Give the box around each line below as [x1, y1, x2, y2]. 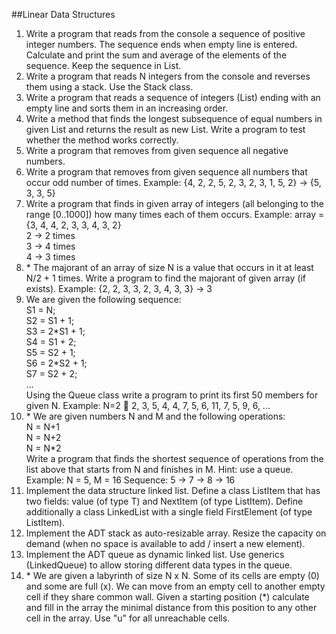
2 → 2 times [25, 230, 76, 241]
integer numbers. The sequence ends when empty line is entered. [25, 39, 298, 50]
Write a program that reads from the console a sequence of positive [25, 28, 306, 39]
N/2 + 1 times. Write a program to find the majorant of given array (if [25, 272, 306, 284]
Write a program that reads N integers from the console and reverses [25, 70, 311, 82]
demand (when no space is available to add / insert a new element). [25, 538, 306, 549]
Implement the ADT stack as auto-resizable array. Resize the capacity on [25, 527, 327, 539]
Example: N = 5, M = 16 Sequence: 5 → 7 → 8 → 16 [25, 474, 236, 486]
